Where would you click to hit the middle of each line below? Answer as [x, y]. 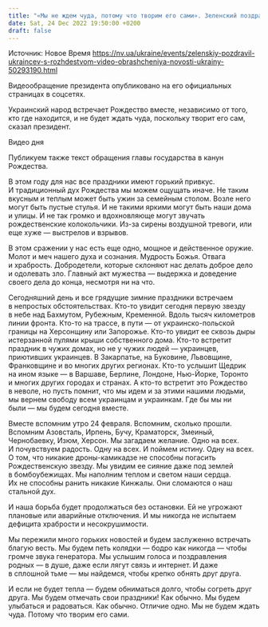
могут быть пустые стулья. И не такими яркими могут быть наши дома [130, 207]
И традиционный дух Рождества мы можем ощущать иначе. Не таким [128, 190]
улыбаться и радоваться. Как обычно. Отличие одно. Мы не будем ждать [134, 606]
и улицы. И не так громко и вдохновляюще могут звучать [107, 216]
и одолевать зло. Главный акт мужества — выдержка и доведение [122, 274]
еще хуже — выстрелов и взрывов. [69, 233]
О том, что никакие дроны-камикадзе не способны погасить [112, 457]
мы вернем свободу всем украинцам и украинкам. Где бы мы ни [120, 400]
